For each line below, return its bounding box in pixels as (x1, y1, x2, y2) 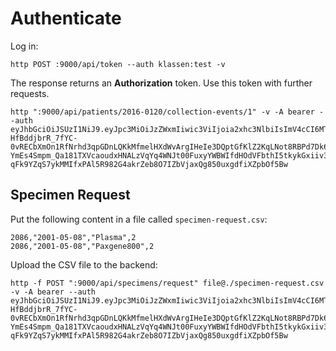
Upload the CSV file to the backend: (10, 258, 158, 271)
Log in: (10, 40, 39, 52)
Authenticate (10, 7, 122, 30)
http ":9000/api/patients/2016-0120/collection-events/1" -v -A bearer (10, 107, 315, 117)
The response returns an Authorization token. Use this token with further (10, 77, 313, 89)
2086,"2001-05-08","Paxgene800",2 (10, 241, 155, 251)
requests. (10, 87, 50, 99)
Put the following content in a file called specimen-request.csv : (10, 213, 268, 225)
